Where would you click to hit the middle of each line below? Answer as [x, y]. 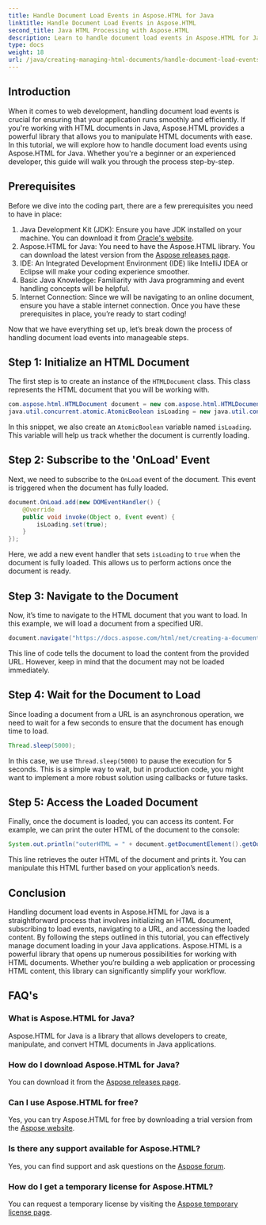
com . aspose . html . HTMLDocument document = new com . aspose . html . [115, 404]
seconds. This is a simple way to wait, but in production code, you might [126, 769]
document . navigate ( [40, 638]
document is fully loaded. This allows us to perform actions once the [120, 563]
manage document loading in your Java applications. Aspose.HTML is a [125, 946]
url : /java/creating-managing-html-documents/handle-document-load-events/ [136, 60]
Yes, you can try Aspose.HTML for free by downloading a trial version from [131, 1120]
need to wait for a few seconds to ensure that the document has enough [126, 722]
